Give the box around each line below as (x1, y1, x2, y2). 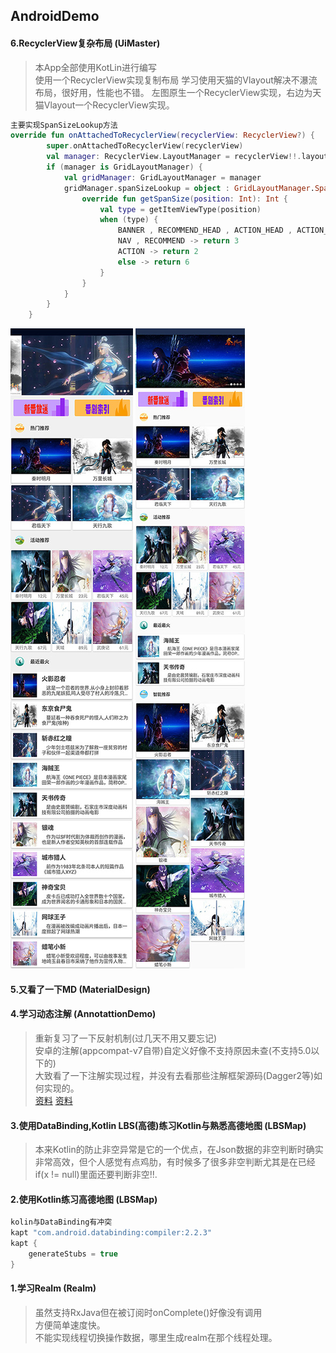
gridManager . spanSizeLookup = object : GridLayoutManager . (63, 183, 315, 193)
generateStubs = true (28, 1249, 118, 1259)
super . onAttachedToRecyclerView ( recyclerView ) (46, 141, 244, 151)
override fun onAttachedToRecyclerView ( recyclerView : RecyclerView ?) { (10, 130, 315, 141)
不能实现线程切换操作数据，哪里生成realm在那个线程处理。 (34, 1332, 278, 1343)
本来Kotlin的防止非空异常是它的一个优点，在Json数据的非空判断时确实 (34, 1144, 324, 1156)
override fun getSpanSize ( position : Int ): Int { (81, 194, 289, 204)
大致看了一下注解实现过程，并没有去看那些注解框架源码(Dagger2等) (34, 1070, 315, 1082)
